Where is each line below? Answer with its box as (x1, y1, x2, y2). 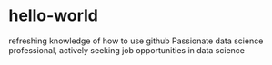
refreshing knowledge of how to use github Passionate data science (8, 35, 264, 46)
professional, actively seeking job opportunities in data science (8, 44, 245, 55)
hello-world (8, 5, 99, 26)
